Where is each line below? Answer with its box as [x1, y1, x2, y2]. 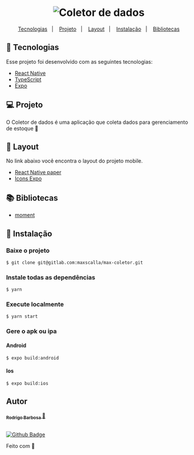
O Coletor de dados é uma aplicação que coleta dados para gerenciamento [6, 118, 188, 126]
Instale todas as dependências [6, 273, 96, 281]
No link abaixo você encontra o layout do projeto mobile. [6, 157, 143, 164]
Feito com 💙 [6, 443, 35, 450]
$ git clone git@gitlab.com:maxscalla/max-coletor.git [6, 259, 143, 265]
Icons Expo [14, 175, 42, 182]
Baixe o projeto [6, 246, 50, 255]
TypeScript [14, 75, 42, 83]
